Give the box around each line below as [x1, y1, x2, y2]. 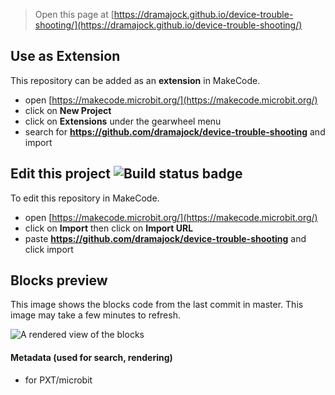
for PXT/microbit [24, 374, 93, 386]
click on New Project [24, 104, 112, 116]
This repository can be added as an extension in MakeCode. [10, 74, 261, 86]
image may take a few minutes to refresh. [10, 309, 181, 321]
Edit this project [10, 165, 111, 183]
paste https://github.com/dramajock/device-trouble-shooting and [24, 232, 307, 244]
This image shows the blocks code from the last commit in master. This [10, 299, 304, 311]
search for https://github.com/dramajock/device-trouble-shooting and [24, 125, 326, 138]
